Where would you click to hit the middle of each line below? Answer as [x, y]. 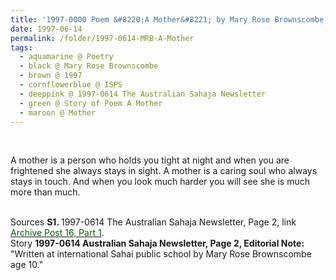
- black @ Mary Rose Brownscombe [89, 66]
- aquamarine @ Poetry [66, 57]
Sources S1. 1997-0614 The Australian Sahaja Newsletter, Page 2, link [153, 222]
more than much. [45, 192]
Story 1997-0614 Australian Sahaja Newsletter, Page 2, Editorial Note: [157, 243]
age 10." [27, 265]
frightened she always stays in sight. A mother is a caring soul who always [164, 171]
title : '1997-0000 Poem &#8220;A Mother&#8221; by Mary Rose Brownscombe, [169, 19]
